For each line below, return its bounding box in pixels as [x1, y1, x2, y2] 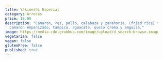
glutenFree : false [5, 43, 42, 48]
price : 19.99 [5, 16, 32, 21]
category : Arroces [5, 12, 42, 16]
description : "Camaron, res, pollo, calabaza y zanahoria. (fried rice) [5, 20, 155, 26]
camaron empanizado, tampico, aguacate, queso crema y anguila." [9, 25, 145, 30]
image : [5, 30, 18, 34]
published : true [5, 47, 38, 52]
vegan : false [5, 39, 32, 44]
